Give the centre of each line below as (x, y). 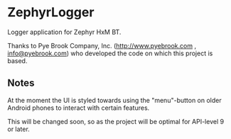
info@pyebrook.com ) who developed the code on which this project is (110, 53)
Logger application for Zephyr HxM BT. (64, 32)
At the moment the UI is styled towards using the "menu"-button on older (114, 100)
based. (17, 60)
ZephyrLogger (51, 12)
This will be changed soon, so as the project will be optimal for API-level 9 (116, 121)
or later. (18, 129)
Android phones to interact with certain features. (79, 108)
